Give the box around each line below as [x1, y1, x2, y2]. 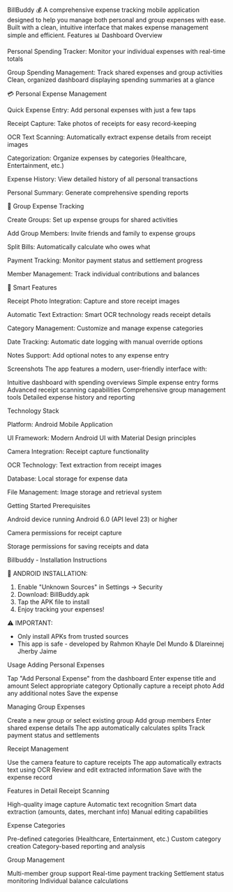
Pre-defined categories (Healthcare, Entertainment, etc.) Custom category [7, 835, 221, 843]
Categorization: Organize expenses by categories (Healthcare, [7, 154, 187, 162]
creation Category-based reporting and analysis [7, 842, 145, 850]
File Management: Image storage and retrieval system [7, 488, 163, 496]
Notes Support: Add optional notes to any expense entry [7, 351, 170, 359]
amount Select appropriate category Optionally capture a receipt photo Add [7, 681, 225, 690]
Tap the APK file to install [17, 597, 90, 606]
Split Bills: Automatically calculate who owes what [7, 243, 151, 250]
